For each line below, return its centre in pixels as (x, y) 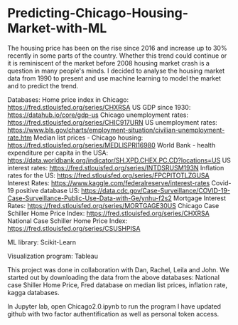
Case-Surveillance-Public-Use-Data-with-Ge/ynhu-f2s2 (90, 198)
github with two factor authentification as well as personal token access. (113, 314)
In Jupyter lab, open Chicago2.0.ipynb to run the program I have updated (114, 306)
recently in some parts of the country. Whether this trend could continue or (117, 56)
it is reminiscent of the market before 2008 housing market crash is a (108, 63)
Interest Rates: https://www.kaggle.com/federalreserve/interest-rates (109, 182)
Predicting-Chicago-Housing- (98, 13)
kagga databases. (34, 292)
